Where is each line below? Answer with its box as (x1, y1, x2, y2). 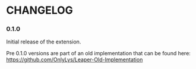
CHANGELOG (6, 4, 73, 17)
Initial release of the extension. (6, 38, 81, 45)
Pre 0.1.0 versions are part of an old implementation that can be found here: (6, 50, 191, 57)
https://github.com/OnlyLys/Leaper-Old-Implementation (6, 56, 143, 63)
